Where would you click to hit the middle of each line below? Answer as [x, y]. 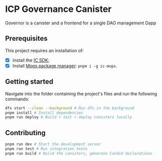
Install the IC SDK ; [31, 60]
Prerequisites [26, 39]
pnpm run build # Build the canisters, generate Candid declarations [79, 153]
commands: [17, 99]
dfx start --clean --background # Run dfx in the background [70, 108]
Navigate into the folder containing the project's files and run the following [81, 93]
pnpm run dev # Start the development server [53, 144]
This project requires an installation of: [44, 50]
